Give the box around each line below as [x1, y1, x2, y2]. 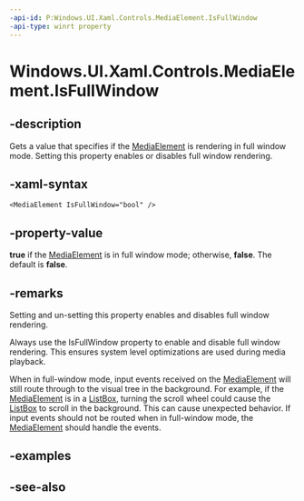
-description [9, 116, 82, 132]
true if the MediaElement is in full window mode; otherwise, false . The [9, 249, 272, 260]
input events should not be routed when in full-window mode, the [9, 412, 254, 423]
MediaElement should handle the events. [9, 422, 162, 433]
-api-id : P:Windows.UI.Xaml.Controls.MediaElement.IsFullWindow [9, 13, 258, 23]
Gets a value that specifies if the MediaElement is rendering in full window [9, 140, 287, 151]
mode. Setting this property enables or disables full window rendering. [9, 150, 273, 161]
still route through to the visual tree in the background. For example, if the [9, 383, 284, 394]
